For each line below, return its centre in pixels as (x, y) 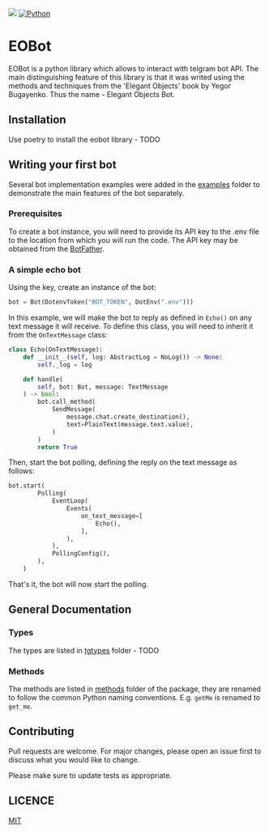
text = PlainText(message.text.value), (130, 424)
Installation (37, 120)
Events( (79, 509)
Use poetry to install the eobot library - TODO (84, 139)
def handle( (43, 379)
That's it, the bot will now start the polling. (78, 584)
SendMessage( (73, 410)
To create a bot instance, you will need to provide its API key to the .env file (134, 232)
